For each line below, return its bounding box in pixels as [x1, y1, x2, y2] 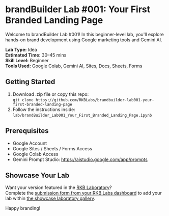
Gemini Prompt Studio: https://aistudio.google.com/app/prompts [12, 156, 148, 163]
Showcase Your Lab [5, 171, 70, 179]
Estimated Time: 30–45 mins [5, 52, 67, 58]
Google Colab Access [12, 151, 59, 157]
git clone [12, 97, 34, 102]
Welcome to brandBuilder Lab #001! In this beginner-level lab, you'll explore [5, 31, 164, 37]
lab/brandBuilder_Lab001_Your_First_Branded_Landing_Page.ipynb [12, 113, 152, 118]
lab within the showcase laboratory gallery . [5, 195, 96, 202]
